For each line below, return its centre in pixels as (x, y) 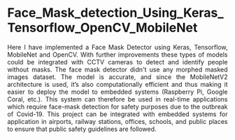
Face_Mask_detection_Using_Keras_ (115, 13)
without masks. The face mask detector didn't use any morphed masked (117, 69)
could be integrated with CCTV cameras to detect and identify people (117, 62)
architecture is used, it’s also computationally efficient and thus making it (117, 84)
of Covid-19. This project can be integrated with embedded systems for (117, 114)
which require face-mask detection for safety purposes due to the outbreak (117, 106)
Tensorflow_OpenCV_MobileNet (102, 28)
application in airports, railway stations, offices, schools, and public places (117, 121)
